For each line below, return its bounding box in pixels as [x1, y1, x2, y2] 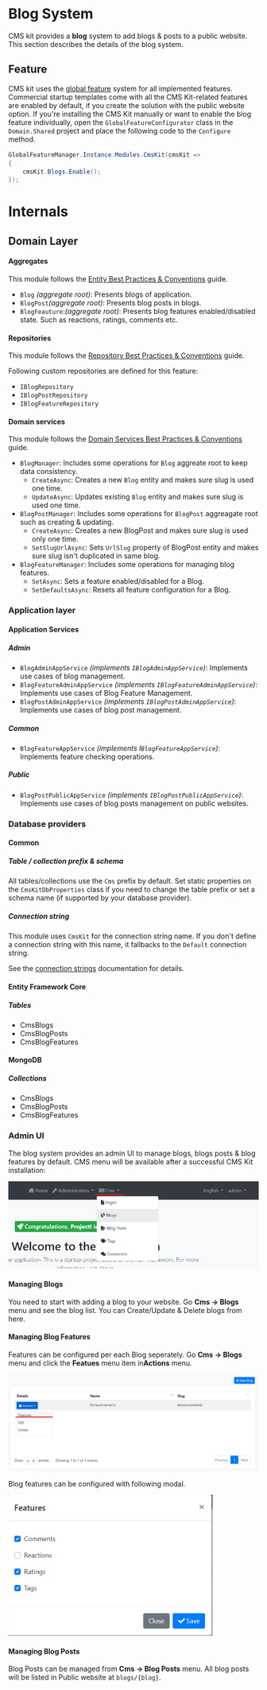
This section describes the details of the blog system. [8, 39, 184, 49]
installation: [8, 1165, 46, 1175]
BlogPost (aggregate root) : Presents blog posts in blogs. [19, 298, 202, 308]
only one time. [31, 534, 79, 544]
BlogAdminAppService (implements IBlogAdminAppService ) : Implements [19, 662, 248, 672]
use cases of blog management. [19, 671, 126, 681]
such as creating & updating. [19, 518, 114, 527]
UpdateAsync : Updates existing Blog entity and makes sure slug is [31, 492, 244, 502]
